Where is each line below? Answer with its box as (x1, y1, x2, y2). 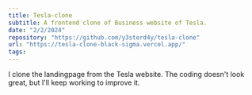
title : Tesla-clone (8, 11, 73, 20)
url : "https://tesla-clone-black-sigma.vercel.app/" (8, 41, 186, 49)
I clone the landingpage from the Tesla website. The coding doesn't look (8, 70, 245, 79)
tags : (8, 48, 26, 56)
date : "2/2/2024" (8, 26, 66, 34)
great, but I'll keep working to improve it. (8, 78, 140, 87)
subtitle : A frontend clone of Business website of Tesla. (8, 19, 208, 27)
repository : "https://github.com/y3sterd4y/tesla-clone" (8, 33, 200, 42)
